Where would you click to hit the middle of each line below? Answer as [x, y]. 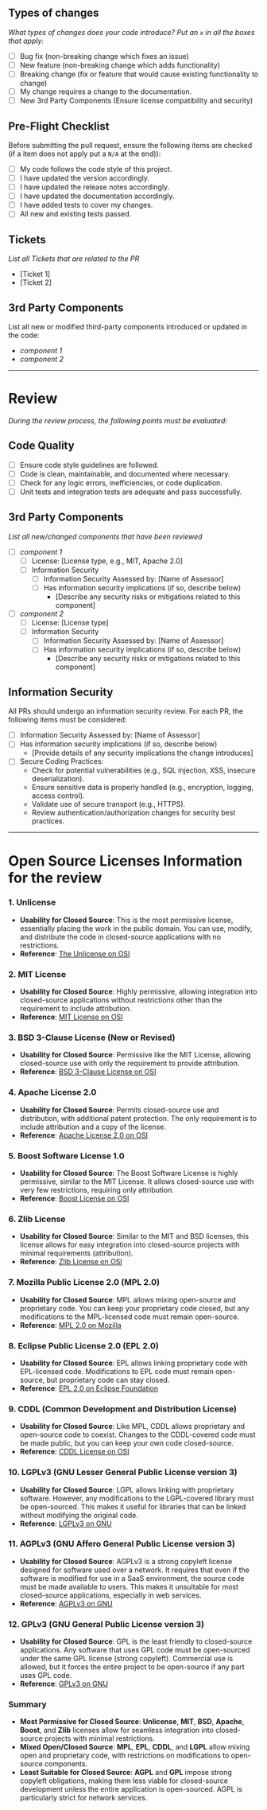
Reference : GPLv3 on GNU [64, 1684]
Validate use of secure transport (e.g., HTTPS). [108, 804]
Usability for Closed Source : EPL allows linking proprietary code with [133, 1363]
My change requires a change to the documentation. [106, 91]
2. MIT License [37, 974]
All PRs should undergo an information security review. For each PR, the [126, 711]
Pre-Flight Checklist [59, 126]
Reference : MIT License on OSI [71, 1017]
